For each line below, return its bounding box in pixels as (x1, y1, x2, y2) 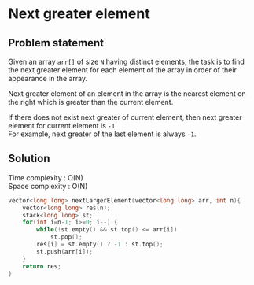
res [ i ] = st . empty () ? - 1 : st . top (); (36, 241, 164, 249)
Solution (8, 152, 50, 165)
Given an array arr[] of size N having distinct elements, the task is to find (8, 57, 245, 66)
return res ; (22, 262, 61, 270)
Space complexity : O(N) (8, 181, 88, 191)
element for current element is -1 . (8, 121, 118, 130)
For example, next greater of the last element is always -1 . (8, 129, 197, 139)
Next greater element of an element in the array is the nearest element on (8, 89, 246, 98)
